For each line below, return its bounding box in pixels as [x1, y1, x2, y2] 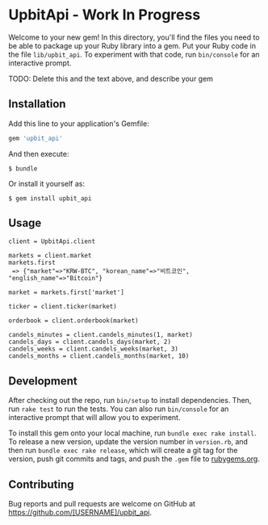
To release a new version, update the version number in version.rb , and [8, 437, 249, 447]
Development [8, 374, 78, 388]
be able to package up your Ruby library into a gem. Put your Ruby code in [8, 40, 257, 50]
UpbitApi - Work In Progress [8, 6, 201, 24]
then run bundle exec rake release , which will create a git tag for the [8, 446, 238, 456]
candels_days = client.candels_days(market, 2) [8, 338, 172, 346]
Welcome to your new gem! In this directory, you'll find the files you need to [8, 32, 260, 42]
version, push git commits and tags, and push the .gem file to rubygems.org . [8, 454, 261, 464]
